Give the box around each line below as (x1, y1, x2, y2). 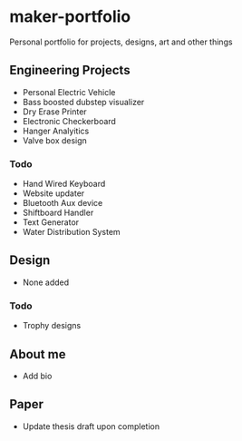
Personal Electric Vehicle (22, 86, 116, 97)
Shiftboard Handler (22, 207, 94, 219)
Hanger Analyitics (22, 125, 90, 136)
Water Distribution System (22, 227, 121, 238)
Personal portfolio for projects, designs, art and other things (9, 36, 233, 47)
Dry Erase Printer (22, 106, 88, 117)
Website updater (22, 188, 85, 199)
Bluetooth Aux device (22, 198, 103, 209)
